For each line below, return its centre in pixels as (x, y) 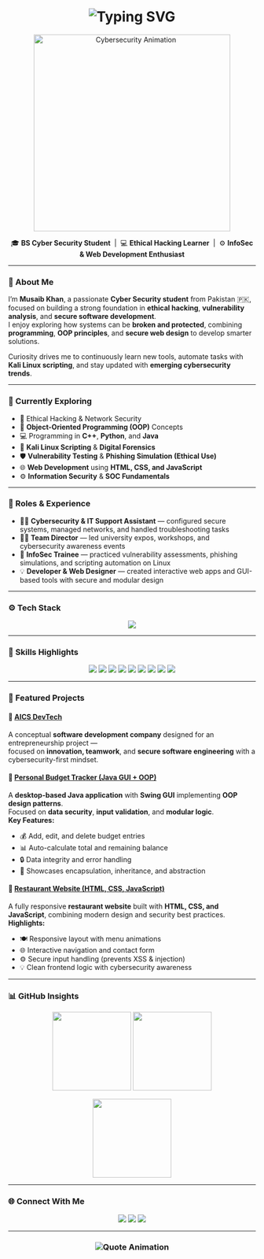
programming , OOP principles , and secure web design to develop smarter (130, 333)
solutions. (24, 342)
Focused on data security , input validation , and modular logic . (111, 812)
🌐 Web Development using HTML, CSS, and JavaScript (111, 467)
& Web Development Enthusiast (132, 254)
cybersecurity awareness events (72, 546)
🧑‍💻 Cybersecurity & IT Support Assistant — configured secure (123, 520)
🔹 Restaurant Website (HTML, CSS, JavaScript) (86, 889)
